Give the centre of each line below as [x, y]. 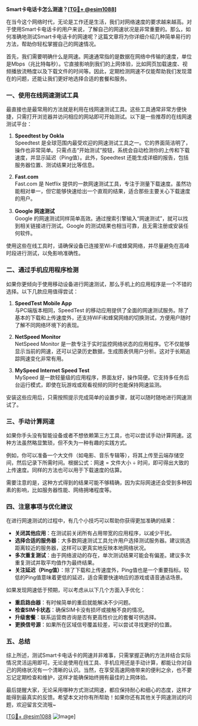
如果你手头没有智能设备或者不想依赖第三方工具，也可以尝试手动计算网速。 [96, 435]
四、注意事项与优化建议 [39, 506]
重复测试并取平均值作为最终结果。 [56, 563]
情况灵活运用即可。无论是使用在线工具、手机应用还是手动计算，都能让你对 [96, 663]
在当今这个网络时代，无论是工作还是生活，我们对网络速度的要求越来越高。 [96, 22]
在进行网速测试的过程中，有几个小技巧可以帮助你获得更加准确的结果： [91, 521]
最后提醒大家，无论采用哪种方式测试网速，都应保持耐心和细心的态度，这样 [96, 690]
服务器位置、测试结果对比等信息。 [56, 165]
